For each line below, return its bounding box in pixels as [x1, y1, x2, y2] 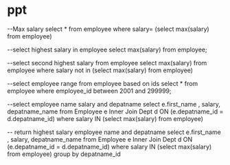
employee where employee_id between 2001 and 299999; [7, 87, 172, 95]
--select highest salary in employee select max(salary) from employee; [7, 45, 207, 54]
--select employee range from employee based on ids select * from [7, 79, 198, 87]
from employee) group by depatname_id [7, 150, 122, 158]
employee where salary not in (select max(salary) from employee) [7, 66, 194, 74]
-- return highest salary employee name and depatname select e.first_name [7, 128, 221, 136]
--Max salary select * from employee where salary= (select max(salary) [7, 25, 209, 33]
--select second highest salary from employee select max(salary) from [7, 58, 207, 67]
